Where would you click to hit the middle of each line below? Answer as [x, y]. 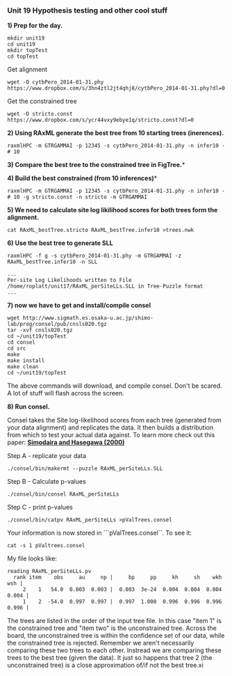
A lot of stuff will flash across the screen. [66, 393]
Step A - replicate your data [47, 456]
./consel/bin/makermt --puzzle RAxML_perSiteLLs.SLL [85, 469]
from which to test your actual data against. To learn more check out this [111, 435]
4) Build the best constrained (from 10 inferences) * [82, 178]
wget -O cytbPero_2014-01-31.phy [56, 82]
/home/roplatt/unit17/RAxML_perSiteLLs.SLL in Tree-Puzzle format [105, 286]
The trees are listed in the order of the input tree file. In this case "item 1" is [115, 621]
